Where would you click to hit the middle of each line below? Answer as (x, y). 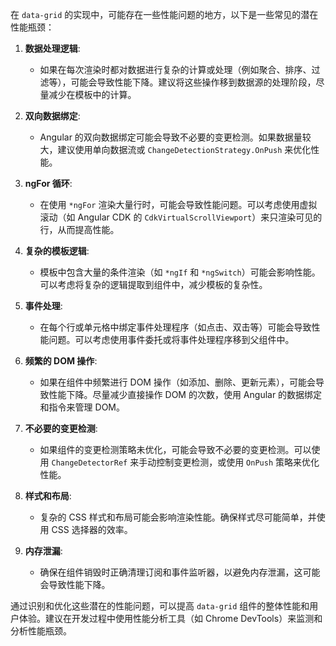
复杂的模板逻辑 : (57, 251)
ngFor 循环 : (48, 183)
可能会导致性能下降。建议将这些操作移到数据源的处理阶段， (193, 82)
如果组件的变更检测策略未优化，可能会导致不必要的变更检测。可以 (175, 449)
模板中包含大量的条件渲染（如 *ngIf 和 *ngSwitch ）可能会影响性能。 (180, 272)
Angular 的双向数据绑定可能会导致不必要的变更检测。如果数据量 (171, 137)
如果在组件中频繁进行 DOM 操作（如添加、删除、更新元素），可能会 (177, 382)
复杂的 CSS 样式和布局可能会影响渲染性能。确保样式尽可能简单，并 (178, 517)
